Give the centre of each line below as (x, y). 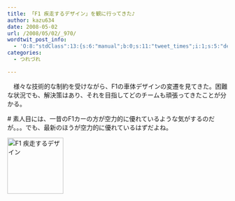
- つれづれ (27, 60)
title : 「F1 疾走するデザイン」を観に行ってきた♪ (71, 14)
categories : (24, 53)
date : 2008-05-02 (33, 27)
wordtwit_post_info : (37, 40)
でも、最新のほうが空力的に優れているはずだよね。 (99, 127)
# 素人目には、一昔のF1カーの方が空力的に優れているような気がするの (108, 118)
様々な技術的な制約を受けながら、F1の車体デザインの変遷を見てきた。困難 (120, 86)
